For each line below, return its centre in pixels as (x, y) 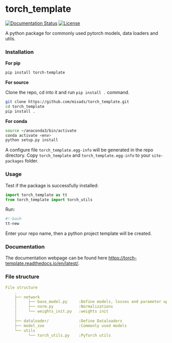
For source (17, 82)
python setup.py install (32, 140)
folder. (31, 161)
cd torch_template (25, 106)
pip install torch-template (35, 73)
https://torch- (123, 258)
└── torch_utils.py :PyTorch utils (69, 335)
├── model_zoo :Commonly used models (71, 326)
